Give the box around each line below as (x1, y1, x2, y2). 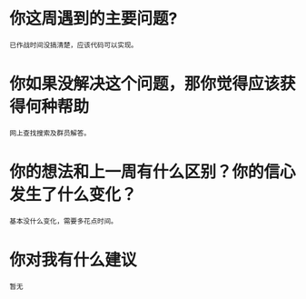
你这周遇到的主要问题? (9, 8, 178, 29)
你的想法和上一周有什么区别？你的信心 (9, 162, 297, 183)
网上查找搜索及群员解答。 (9, 128, 91, 137)
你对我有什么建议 (9, 250, 138, 270)
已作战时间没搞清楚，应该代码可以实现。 (9, 40, 138, 50)
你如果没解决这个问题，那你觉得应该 (9, 74, 281, 95)
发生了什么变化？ (9, 184, 138, 205)
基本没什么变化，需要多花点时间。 (9, 216, 118, 225)
